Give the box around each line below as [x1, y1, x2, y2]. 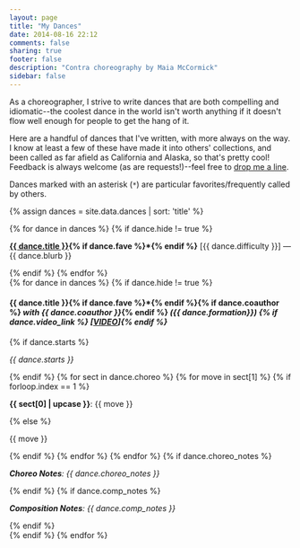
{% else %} [9, 415, 52, 427]
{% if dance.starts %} [9, 336, 90, 347]
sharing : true [9, 47, 63, 56]
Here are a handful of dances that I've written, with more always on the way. [9, 132, 291, 144]
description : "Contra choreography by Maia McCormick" [9, 64, 219, 73]
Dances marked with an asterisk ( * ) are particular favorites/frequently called [9, 179, 291, 190]
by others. [9, 188, 47, 199]
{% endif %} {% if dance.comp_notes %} [9, 485, 161, 496]
